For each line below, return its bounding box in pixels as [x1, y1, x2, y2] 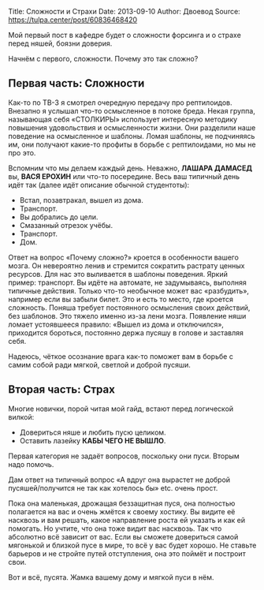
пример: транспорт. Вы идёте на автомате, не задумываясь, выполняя [8, 278, 247, 287]
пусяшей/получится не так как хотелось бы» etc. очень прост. [8, 483, 218, 492]
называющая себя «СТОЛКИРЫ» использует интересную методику [8, 114, 238, 124]
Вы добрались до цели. [19, 212, 99, 222]
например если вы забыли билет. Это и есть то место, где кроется [8, 294, 234, 304]
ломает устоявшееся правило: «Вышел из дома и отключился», [8, 319, 225, 329]
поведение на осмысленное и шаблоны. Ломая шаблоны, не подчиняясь [8, 131, 255, 140]
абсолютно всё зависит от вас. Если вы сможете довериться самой [8, 532, 239, 541]
